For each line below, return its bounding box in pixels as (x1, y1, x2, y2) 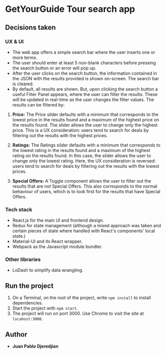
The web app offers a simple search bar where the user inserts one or (12, 49, 156, 55)
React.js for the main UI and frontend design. (12, 217, 104, 223)
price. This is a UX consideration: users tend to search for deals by (12, 127, 149, 133)
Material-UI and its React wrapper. (12, 239, 83, 245)
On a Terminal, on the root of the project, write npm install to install (12, 295, 151, 301)
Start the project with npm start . (12, 305, 78, 311)
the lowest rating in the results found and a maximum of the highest (12, 147, 150, 153)
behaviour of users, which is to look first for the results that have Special (12, 188, 161, 194)
